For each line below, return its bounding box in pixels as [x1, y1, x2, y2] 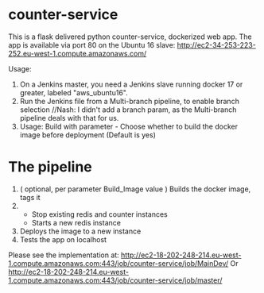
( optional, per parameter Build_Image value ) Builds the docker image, [19, 184, 251, 194]
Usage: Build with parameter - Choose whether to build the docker [19, 121, 239, 131]
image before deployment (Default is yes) [19, 129, 157, 140]
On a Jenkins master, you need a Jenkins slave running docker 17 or [19, 79, 243, 89]
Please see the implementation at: [8, 250, 119, 260]
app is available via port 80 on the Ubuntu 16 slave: [8, 40, 176, 49]
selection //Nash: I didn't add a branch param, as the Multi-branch [19, 105, 237, 114]
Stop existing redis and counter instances [31, 209, 169, 219]
